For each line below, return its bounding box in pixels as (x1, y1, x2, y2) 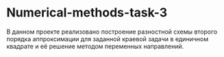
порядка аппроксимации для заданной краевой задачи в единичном (6, 34, 209, 43)
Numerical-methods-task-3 (6, 5, 168, 21)
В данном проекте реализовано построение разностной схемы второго (6, 27, 218, 36)
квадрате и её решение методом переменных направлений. (6, 42, 184, 50)
